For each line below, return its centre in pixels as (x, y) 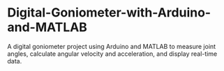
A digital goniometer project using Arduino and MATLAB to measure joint (112, 46)
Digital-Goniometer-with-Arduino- (109, 13)
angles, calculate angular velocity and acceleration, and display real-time (112, 54)
